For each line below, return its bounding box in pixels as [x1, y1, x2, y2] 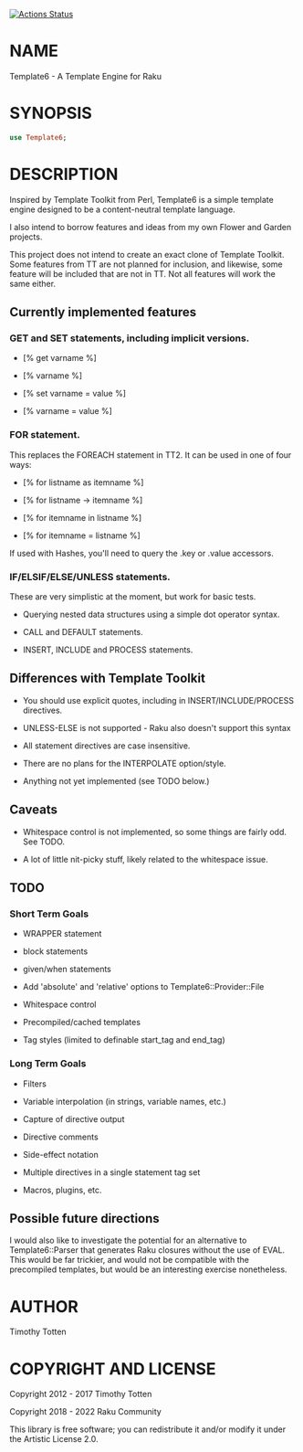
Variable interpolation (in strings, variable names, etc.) [22, 1096, 226, 1107]
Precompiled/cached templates [22, 1017, 141, 1028]
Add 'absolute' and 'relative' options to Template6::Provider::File [22, 981, 265, 992]
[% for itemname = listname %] [22, 530, 141, 541]
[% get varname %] [22, 353, 98, 364]
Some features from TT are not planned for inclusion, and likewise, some [9, 259, 283, 270]
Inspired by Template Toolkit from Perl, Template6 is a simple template [9, 194, 274, 205]
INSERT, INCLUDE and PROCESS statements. [22, 644, 193, 655]
